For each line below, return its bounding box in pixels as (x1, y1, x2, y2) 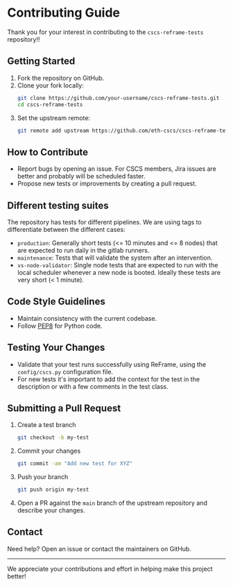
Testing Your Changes (7, 342, 105, 353)
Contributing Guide (7, 5, 120, 21)
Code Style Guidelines (7, 296, 105, 308)
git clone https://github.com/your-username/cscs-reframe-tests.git (17, 94, 220, 101)
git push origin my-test (17, 486, 89, 494)
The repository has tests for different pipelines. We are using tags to (7, 218, 202, 226)
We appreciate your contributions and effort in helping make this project (7, 564, 213, 573)
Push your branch (17, 473, 69, 481)
